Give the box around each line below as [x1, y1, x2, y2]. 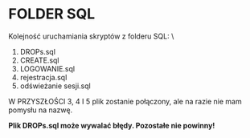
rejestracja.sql [19, 72, 68, 82]
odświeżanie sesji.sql [19, 81, 91, 91]
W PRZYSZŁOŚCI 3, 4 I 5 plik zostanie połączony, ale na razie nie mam [8, 96, 243, 106]
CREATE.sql [19, 55, 59, 65]
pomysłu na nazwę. [8, 105, 73, 115]
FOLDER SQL [8, 5, 96, 23]
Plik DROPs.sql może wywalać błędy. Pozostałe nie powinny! [8, 120, 215, 130]
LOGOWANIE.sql [19, 63, 75, 73]
